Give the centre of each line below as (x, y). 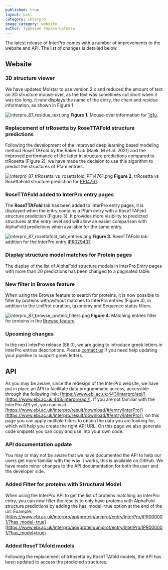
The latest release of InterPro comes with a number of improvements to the (83, 43)
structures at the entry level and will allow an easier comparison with (76, 221)
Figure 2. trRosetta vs (137, 176)
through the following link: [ (33, 394)
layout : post (19, 15)
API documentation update (39, 444)
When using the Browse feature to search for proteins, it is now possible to (82, 295)
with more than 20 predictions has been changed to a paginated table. (78, 271)
